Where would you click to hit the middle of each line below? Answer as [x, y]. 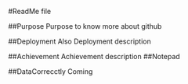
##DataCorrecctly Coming [51, 72]
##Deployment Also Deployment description [80, 41]
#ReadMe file [30, 11]
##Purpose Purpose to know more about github [85, 26]
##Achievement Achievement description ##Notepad [94, 56]
